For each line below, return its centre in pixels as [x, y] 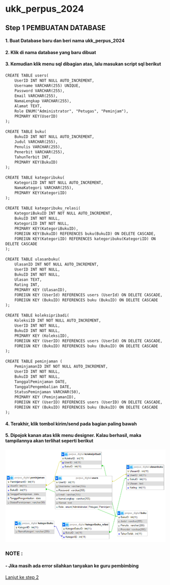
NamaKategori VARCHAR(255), [44, 188]
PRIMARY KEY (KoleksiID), [42, 336]
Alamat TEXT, [28, 106]
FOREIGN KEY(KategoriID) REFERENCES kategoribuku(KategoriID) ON [85, 239]
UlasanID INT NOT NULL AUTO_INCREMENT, [57, 264]
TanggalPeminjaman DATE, [41, 382]
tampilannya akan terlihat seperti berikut [49, 441]
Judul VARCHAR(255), [36, 142]
